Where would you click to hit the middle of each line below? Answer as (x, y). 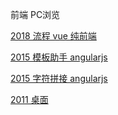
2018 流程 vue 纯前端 (53, 36)
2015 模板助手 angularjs (59, 57)
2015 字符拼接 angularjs (59, 78)
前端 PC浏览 (35, 14)
